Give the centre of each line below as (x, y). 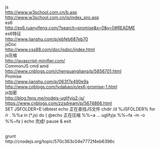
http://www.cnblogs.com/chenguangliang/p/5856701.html (63, 71)
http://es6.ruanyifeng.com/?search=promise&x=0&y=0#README (70, 28)
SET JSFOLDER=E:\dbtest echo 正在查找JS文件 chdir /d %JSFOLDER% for (80, 109)
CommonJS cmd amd (27, 66)
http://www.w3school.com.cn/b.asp (41, 12)
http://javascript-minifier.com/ (35, 61)
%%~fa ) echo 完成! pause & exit (38, 121)
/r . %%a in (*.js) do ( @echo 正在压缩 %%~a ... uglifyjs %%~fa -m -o (75, 115)
